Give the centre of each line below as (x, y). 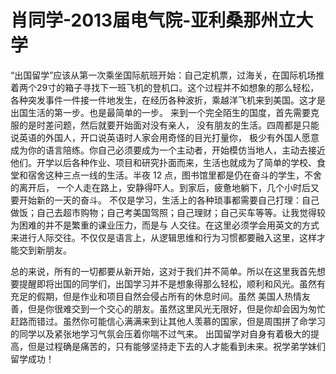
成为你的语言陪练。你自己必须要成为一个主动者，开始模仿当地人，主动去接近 (168, 150)
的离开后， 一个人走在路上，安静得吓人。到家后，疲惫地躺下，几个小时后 (160, 187)
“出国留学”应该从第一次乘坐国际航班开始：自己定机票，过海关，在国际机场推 (167, 75)
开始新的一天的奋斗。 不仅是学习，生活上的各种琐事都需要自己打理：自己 (169, 200)
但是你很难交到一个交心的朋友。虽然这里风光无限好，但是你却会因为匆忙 (176, 308)
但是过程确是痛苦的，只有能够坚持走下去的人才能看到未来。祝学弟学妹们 (176, 346)
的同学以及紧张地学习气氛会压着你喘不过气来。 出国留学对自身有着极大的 (160, 333)
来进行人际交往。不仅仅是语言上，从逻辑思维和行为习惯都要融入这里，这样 (163, 237)
